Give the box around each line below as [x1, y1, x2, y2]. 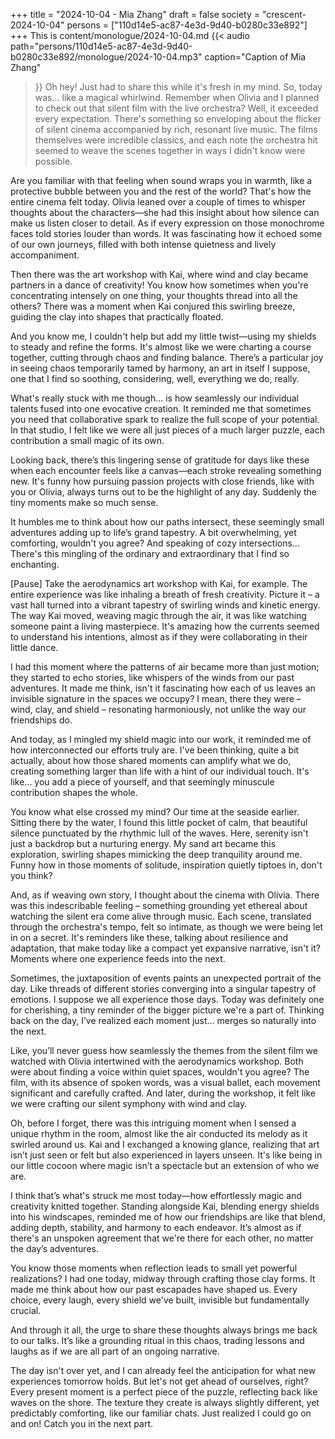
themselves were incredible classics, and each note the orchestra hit [34, 134, 318, 146]
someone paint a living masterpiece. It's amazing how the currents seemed [10, 620, 320, 632]
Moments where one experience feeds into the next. [10, 953, 226, 964]
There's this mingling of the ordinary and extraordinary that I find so [10, 548, 290, 559]
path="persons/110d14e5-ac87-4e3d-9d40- [10, 40, 193, 52]
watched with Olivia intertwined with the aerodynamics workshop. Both [10, 1055, 304, 1067]
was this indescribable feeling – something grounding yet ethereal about [10, 900, 308, 911]
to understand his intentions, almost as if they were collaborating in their [10, 631, 308, 643]
